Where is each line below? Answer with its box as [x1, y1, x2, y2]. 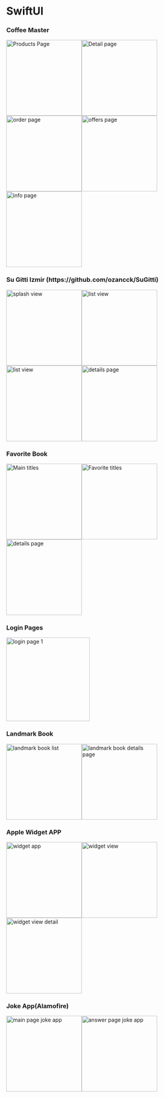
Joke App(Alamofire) [6, 1002, 69, 1010]
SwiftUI [6, 4, 44, 18]
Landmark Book [6, 730, 54, 738]
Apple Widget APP [6, 828, 61, 836]
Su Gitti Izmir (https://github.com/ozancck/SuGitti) [6, 276, 159, 284]
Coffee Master [6, 26, 49, 35]
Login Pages [6, 624, 43, 631]
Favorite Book [6, 450, 48, 458]
